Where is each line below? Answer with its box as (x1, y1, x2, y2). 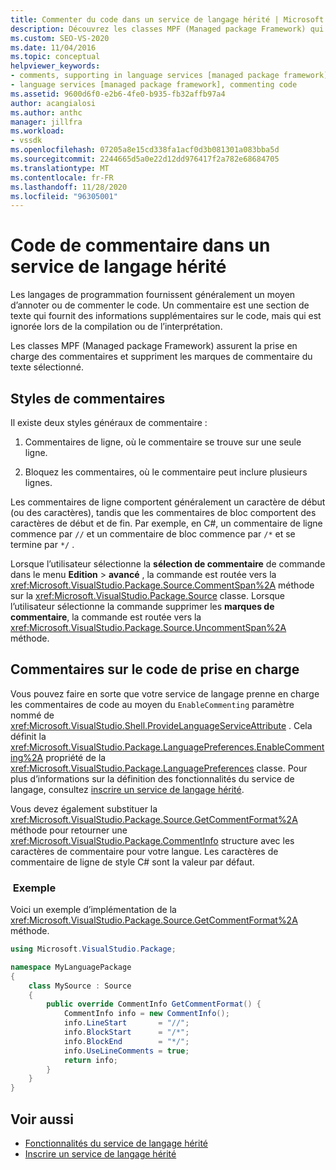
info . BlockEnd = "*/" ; (63, 1036, 190, 1046)
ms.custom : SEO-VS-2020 (10, 33, 110, 43)
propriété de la (45, 751, 107, 763)
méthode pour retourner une (10, 824, 128, 836)
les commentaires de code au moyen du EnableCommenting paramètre (10, 698, 295, 710)
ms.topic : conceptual (10, 52, 101, 62)
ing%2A (10, 751, 44, 763)
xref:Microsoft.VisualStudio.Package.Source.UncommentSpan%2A (10, 622, 287, 633)
